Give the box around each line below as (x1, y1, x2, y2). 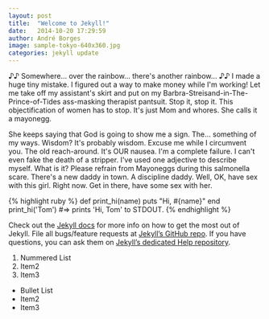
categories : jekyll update (8, 49, 99, 57)
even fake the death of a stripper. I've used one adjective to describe (8, 155, 238, 165)
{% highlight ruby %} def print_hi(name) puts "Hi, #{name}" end (8, 196, 221, 206)
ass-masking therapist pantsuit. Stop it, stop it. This (62, 97, 234, 106)
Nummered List (19, 253, 72, 262)
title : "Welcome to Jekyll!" (8, 19, 110, 27)
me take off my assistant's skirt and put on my (8, 88, 162, 97)
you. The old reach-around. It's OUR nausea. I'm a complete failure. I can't (8, 146, 255, 156)
